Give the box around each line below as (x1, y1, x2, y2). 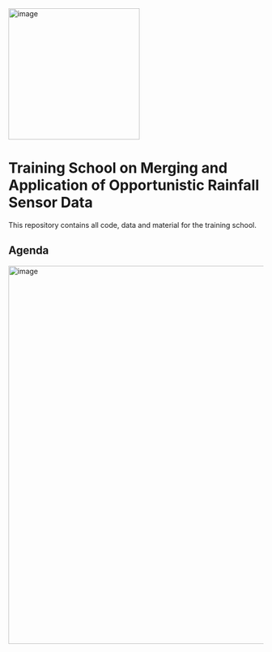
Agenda (8, 243, 49, 258)
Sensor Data (8, 194, 93, 212)
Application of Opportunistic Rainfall (8, 176, 260, 195)
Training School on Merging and (8, 159, 228, 178)
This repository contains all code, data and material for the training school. (8, 220, 257, 229)
